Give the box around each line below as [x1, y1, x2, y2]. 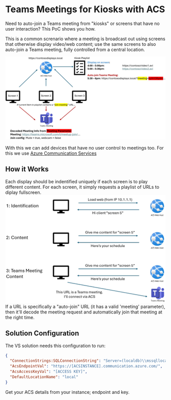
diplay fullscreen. [5, 189, 42, 195]
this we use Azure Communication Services [5, 150, 97, 156]
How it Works [5, 165, 49, 174]
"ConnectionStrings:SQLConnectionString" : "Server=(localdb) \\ [10, 358, 147, 363]
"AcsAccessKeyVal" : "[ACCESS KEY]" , [10, 369, 88, 375]
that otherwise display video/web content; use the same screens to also [5, 41, 156, 47]
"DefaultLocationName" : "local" [10, 375, 79, 380]
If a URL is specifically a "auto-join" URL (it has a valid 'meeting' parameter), [5, 303, 165, 309]
